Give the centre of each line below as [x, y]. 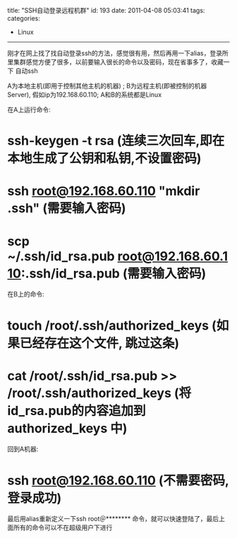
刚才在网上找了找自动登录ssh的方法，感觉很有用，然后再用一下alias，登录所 [118, 53]
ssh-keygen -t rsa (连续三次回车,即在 [116, 141]
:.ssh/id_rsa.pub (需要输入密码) [114, 273]
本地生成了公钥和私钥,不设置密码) [104, 159]
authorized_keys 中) [67, 428]
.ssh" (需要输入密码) [67, 209]
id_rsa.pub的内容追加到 [77, 411]
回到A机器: [23, 449]
